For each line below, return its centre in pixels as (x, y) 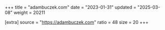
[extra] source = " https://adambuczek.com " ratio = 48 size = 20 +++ (77, 22)
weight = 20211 (29, 12)
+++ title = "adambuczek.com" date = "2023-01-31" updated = (71, 7)
